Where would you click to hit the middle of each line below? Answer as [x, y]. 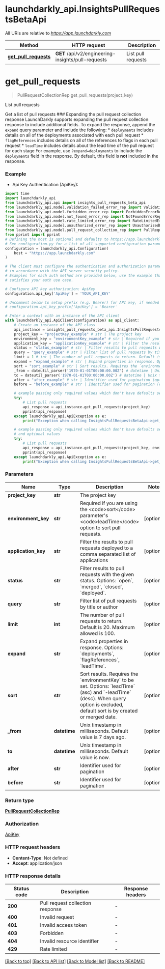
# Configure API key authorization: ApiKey [50, 289]
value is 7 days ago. [103, 737]
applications [94, 560]
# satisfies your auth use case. [39, 280]
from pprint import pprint [33, 235]
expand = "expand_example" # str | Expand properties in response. [84, 362]
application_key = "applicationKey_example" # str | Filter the [81, 343]
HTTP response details [33, 876]
